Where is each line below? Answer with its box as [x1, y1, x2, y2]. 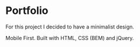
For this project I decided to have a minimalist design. [5, 23, 134, 30]
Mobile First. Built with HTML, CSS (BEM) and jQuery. [5, 34, 134, 41]
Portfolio [5, 4, 49, 17]
